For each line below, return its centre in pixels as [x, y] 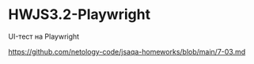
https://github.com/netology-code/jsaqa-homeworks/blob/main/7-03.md [127, 51]
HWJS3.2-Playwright [80, 15]
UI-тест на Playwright [44, 36]
